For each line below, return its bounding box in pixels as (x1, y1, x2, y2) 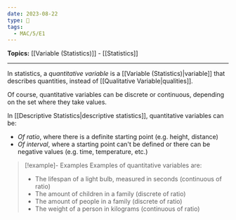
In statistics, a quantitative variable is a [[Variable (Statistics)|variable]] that (7, 70, 225, 78)
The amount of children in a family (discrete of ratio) (34, 190, 186, 198)
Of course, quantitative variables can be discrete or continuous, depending (7, 91, 225, 99)
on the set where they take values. (7, 98, 107, 106)
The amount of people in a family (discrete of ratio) (34, 198, 183, 206)
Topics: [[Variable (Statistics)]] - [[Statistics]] (7, 49, 138, 58)
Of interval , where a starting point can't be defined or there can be (17, 140, 211, 148)
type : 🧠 (7, 17, 30, 24)
